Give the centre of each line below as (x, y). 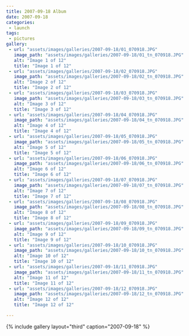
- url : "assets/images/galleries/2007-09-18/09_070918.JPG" (83, 223)
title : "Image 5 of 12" (43, 153)
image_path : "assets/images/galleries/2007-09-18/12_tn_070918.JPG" (99, 294)
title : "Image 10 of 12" (44, 261)
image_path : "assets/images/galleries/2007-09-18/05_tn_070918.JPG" (99, 142)
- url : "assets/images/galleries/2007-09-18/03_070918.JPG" (83, 93)
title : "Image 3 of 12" (43, 109)
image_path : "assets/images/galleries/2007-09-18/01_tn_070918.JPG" (99, 55)
